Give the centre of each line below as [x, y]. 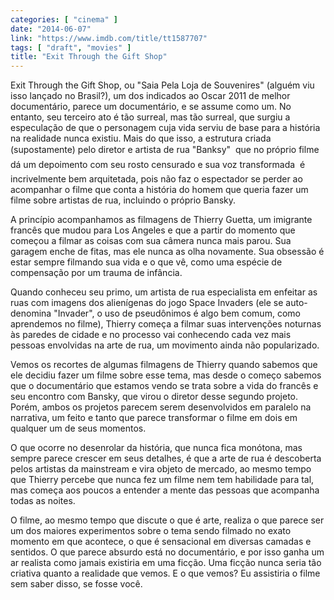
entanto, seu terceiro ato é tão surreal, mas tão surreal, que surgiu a [150, 117]
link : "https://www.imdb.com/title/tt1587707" [109, 38]
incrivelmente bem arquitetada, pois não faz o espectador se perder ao [156, 179]
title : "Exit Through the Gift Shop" [89, 57]
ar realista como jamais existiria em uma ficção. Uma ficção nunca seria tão [166, 563]
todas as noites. [43, 501]
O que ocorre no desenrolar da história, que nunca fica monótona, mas [156, 448]
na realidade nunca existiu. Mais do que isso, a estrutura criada [141, 138]
